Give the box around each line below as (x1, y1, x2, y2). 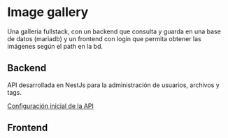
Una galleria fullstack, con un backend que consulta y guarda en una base (7, 27, 222, 36)
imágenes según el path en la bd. (7, 42, 104, 50)
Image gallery (7, 4, 89, 20)
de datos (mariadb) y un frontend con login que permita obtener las (7, 34, 201, 43)
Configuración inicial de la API (7, 102, 94, 110)
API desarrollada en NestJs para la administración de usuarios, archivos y (7, 81, 220, 89)
